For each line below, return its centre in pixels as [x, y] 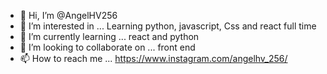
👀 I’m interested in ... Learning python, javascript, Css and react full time [168, 26]
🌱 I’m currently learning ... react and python [109, 36]
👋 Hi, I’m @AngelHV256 [68, 15]
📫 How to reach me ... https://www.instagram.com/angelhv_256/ [153, 58]
